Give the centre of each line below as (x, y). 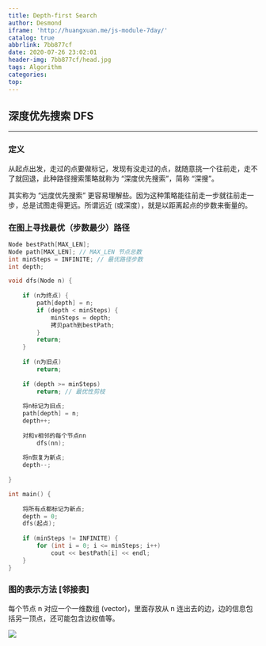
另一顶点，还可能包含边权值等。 (67, 618)
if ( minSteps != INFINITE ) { (70, 539)
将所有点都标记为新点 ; (54, 509)
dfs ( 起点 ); (39, 524)
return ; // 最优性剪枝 (71, 392)
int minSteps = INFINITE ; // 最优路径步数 (76, 259)
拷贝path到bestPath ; (82, 325)
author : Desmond (35, 23)
